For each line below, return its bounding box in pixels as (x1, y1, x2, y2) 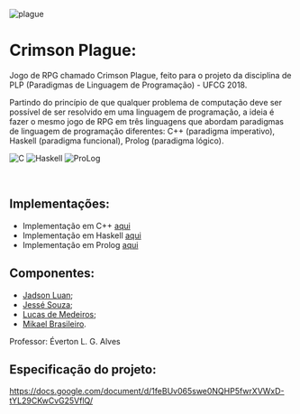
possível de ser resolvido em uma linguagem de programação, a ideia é (9, 106, 275, 117)
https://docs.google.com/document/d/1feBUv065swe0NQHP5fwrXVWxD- (9, 386, 286, 397)
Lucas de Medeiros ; (22, 308, 96, 319)
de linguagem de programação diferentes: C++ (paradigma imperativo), (9, 125, 276, 136)
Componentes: (9, 266, 95, 281)
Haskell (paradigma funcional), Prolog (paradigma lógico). (9, 135, 224, 146)
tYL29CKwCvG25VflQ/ (9, 395, 94, 406)
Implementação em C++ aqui (22, 220, 131, 231)
